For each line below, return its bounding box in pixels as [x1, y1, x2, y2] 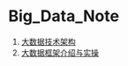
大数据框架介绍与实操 [20, 47, 99, 58]
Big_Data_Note [8, 6, 120, 26]
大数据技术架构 [20, 36, 76, 47]
